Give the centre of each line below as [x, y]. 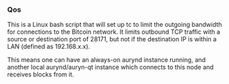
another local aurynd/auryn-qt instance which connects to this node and [111, 67]
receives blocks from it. [41, 74]
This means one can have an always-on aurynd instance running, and [107, 60]
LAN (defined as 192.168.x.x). [49, 47]
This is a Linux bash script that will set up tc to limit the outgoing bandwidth [115, 25]
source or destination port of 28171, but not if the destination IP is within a [112, 39]
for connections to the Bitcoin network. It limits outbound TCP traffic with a [114, 32]
